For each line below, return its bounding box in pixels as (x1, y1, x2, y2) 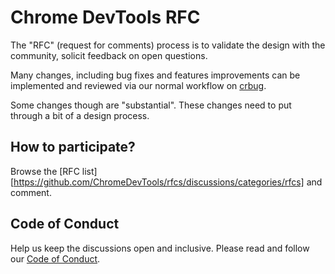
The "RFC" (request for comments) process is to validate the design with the (10, 39, 326, 51)
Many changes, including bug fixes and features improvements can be (10, 69, 301, 81)
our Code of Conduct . (10, 252, 101, 265)
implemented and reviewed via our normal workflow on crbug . (10, 79, 267, 91)
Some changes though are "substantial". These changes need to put (10, 99, 292, 111)
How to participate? (10, 139, 136, 156)
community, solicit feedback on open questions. (10, 49, 208, 61)
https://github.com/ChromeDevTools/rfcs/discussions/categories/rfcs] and (13, 176, 323, 188)
